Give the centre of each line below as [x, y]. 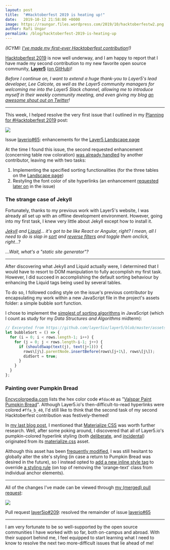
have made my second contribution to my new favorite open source [76, 63]
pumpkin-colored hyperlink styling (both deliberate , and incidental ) [75, 436]
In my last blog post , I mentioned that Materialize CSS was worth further [80, 425]
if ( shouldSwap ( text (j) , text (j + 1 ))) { [60, 347]
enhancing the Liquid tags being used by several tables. [63, 283]
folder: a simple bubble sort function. [44, 303]
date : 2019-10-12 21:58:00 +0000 [43, 19]
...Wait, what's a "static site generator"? [47, 252]
